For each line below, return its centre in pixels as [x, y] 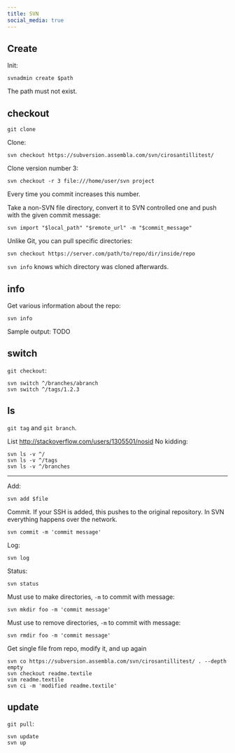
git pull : [21, 724]
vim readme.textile [36, 679]
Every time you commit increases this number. [74, 194]
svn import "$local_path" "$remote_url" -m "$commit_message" [100, 228]
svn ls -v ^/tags [33, 460]
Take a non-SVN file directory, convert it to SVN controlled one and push [112, 208]
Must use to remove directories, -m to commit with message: [94, 622]
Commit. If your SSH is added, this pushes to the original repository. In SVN [116, 511]
